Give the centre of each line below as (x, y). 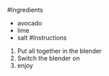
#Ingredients (25, 10)
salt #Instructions (42, 38)
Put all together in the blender (59, 51)
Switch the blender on (49, 58)
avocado (30, 23)
